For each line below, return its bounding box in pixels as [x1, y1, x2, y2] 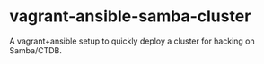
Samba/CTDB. [9, 44, 63, 55]
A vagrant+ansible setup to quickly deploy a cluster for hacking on [9, 36, 256, 46]
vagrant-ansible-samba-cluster [9, 6, 251, 27]
